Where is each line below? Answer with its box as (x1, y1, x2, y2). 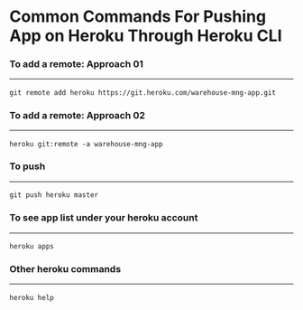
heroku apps (9, 241, 54, 250)
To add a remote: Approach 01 (9, 58, 144, 70)
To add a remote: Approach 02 (9, 108, 146, 121)
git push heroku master (9, 191, 99, 200)
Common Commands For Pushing (9, 6, 267, 27)
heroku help (9, 293, 54, 302)
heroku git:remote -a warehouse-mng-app (9, 139, 164, 148)
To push (9, 160, 46, 173)
